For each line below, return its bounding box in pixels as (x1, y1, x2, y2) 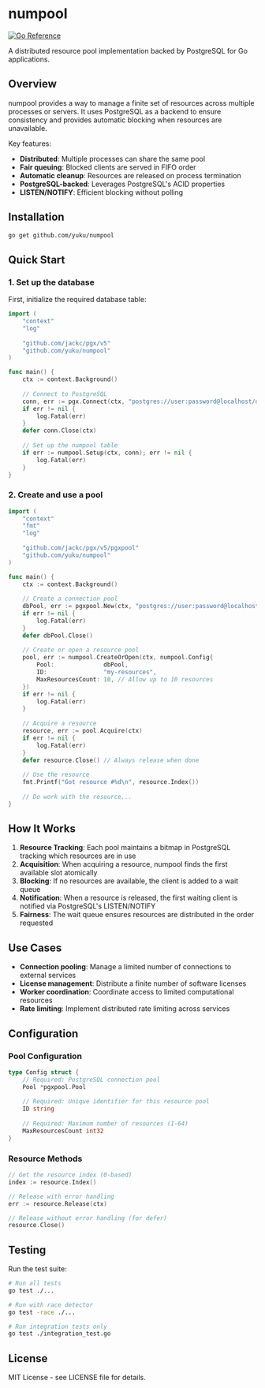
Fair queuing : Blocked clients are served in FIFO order (19, 162, 196, 172)
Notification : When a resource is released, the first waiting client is (19, 893, 238, 903)
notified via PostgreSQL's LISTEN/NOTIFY (19, 901, 156, 911)
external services (19, 971, 77, 980)
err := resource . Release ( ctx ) (8, 1200, 108, 1207)
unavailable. (8, 123, 47, 132)
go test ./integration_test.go (8, 1330, 111, 1338)
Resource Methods (8, 1153, 83, 1164)
